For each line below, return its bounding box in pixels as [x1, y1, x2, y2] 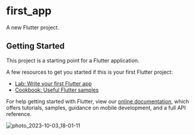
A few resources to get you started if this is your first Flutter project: [6, 68, 173, 76]
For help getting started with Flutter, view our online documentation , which [6, 98, 190, 105]
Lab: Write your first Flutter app [14, 80, 92, 87]
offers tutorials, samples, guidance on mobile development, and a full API [6, 104, 186, 111]
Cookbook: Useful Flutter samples [14, 86, 99, 93]
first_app [6, 4, 52, 18]
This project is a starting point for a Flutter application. [6, 56, 140, 64]
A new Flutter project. [6, 24, 60, 31]
